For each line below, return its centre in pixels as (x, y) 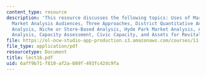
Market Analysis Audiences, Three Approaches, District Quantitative (102, 23)
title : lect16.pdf (30, 58)
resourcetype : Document (37, 52)
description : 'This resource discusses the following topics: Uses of (98, 18)
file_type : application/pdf (42, 47)
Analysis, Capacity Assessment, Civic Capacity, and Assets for (96, 35)
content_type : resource (37, 12)
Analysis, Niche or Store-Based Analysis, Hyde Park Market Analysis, (104, 29)
